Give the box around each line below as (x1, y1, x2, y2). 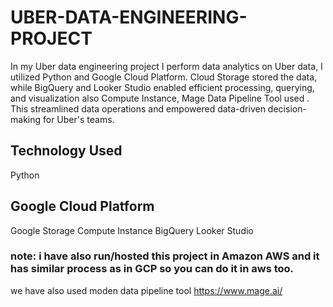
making (10, 113, 42, 125)
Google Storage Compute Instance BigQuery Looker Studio (10, 224, 254, 236)
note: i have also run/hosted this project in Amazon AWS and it (10, 249, 320, 263)
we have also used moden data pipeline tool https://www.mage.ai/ (10, 284, 283, 296)
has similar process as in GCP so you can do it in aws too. (10, 262, 295, 276)
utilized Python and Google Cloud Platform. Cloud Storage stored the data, (10, 71, 318, 83)
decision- (267, 102, 307, 115)
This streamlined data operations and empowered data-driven (10, 102, 266, 115)
